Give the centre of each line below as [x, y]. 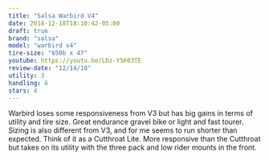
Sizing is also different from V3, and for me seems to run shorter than [123, 130]
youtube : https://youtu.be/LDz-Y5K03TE [75, 61]
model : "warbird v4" [43, 46]
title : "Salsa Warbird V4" [53, 16]
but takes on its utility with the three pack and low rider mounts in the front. [132, 148]
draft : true [28, 31]
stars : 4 [23, 90]
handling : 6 [28, 83]
